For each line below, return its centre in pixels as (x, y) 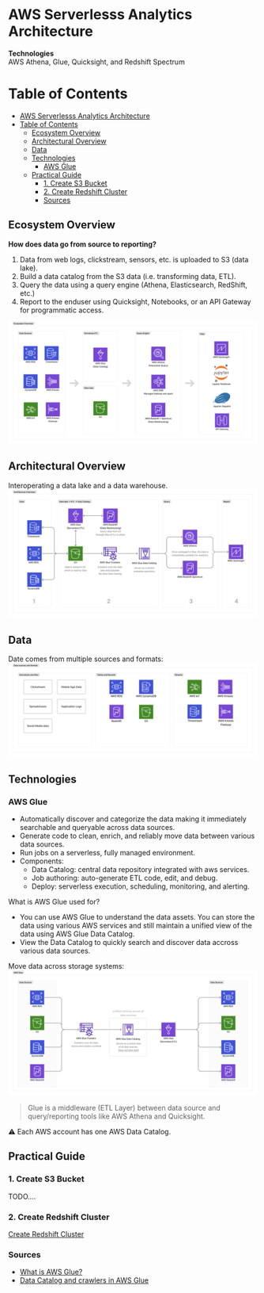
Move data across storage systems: (66, 966)
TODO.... (22, 1196)
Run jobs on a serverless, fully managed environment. (107, 852)
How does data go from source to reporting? (82, 244)
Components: (42, 861)
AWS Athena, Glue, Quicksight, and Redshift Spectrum (97, 62)
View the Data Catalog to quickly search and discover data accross (129, 942)
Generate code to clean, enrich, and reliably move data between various (137, 836)
